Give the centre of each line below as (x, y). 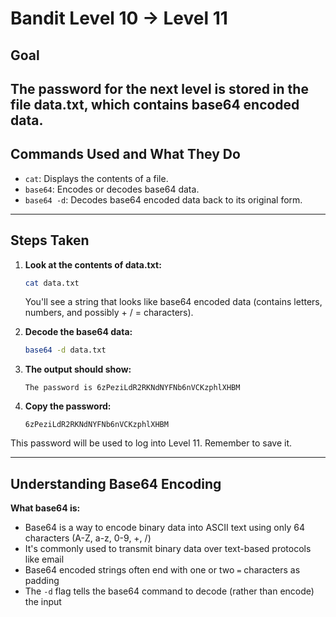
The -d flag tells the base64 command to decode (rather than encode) (169, 591)
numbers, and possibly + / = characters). (109, 313)
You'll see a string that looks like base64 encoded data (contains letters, (173, 302)
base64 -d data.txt (65, 350)
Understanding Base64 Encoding (116, 483)
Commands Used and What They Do (125, 154)
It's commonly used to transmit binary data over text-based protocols (168, 549)
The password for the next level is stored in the (159, 88)
